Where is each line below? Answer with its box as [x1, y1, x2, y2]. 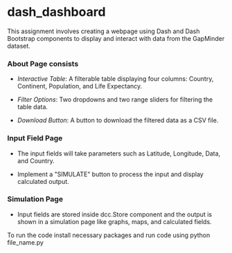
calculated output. [17, 177, 69, 185]
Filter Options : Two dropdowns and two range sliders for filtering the [17, 95, 213, 104]
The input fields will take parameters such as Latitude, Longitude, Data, [17, 149, 221, 158]
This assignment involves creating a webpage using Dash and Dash [7, 27, 200, 35]
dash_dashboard [7, 4, 106, 20]
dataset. [7, 41, 31, 50]
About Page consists [7, 59, 79, 68]
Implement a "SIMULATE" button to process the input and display [17, 170, 204, 178]
